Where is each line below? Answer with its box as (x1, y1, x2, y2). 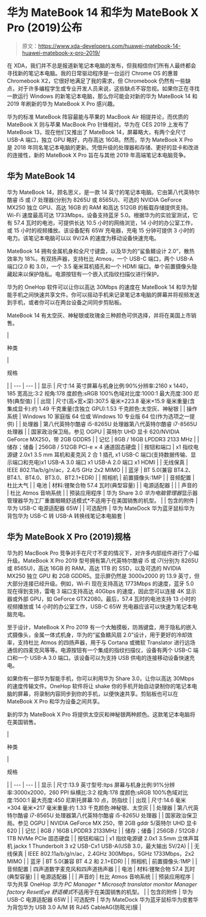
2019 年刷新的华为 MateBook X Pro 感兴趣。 (7, 100, 119, 107)
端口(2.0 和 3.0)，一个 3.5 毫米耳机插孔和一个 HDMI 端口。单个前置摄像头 (7, 263, 192, 270)
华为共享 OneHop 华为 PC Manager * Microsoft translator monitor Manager (7, 880, 197, 888)
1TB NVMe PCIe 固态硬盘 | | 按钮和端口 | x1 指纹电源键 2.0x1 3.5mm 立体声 (7, 834, 194, 842)
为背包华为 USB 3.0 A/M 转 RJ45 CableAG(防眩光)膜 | (7, 904, 142, 911)
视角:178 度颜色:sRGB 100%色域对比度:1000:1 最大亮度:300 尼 (44, 389, 200, 397)
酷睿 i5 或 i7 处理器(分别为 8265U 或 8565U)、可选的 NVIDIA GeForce (7, 196, 182, 203)
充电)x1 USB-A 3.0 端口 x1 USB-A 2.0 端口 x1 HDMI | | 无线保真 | (28, 458, 188, 466)
